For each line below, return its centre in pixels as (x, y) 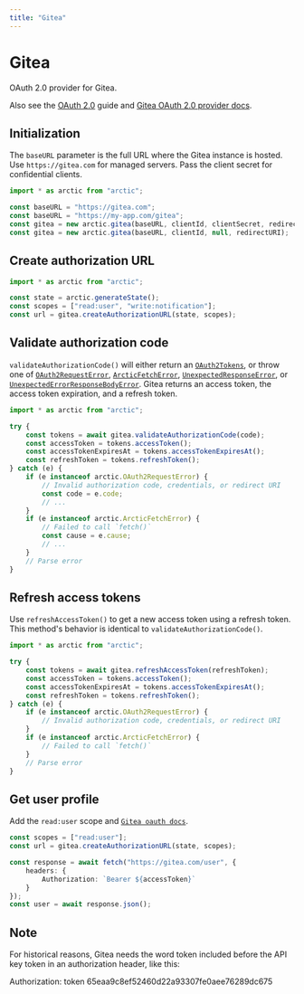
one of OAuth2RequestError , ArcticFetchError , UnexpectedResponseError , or (148, 374)
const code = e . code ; (83, 494)
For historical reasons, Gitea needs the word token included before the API (148, 954)
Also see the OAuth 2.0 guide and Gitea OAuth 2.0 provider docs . (131, 105)
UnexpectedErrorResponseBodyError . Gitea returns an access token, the (141, 383)
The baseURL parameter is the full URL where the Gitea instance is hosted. (146, 156)
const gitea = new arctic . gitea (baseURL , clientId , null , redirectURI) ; (149, 232)
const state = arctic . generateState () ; (85, 298)
